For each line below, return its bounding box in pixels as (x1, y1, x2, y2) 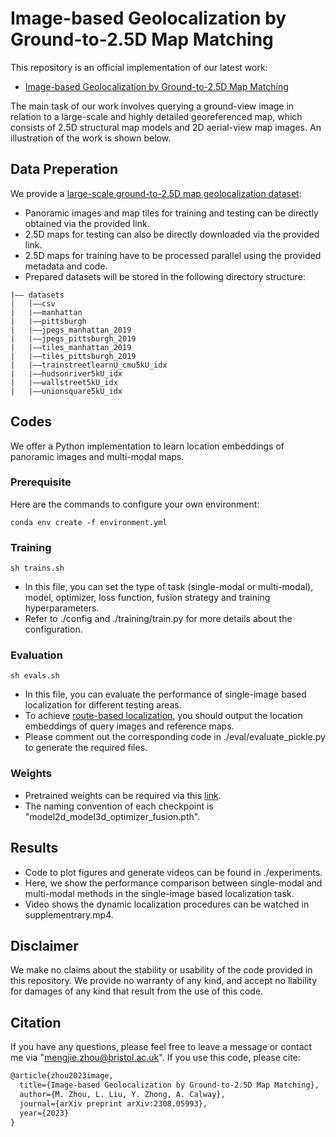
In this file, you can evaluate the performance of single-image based (24, 688, 307, 701)
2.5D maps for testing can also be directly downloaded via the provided (24, 228, 320, 240)
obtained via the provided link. (24, 217, 150, 229)
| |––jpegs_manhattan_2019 (10, 325, 132, 335)
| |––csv (10, 298, 56, 309)
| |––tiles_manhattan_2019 (10, 342, 132, 352)
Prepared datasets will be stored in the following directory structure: (24, 270, 306, 282)
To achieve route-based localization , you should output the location (24, 710, 303, 722)
